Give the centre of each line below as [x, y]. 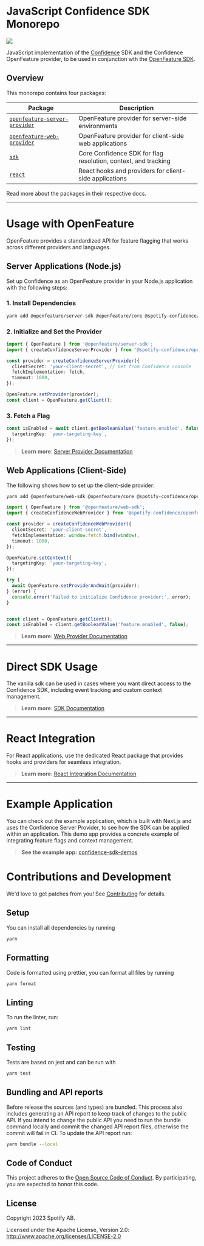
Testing [21, 1048]
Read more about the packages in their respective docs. [76, 193]
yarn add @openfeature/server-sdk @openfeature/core [74, 316]
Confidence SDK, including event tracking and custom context [84, 690]
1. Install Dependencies [41, 303]
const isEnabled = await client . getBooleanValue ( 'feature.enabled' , [95, 429]
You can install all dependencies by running [61, 927]
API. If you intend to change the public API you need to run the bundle [93, 1120]
